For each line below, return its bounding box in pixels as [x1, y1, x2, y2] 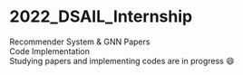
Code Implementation [9, 45, 91, 56]
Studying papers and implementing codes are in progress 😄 [9, 55, 235, 66]
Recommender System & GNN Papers [9, 36, 151, 47]
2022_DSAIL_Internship [9, 6, 193, 27]
